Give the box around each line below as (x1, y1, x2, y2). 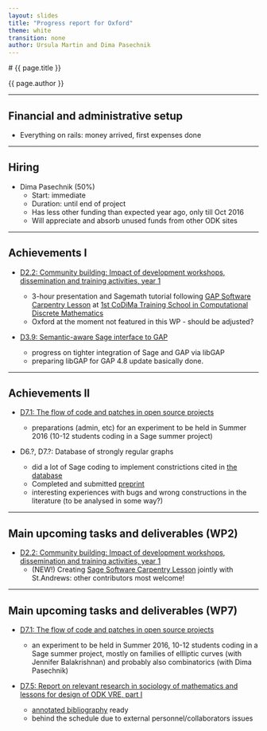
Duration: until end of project (31, 198, 126, 208)
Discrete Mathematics (31, 308, 104, 318)
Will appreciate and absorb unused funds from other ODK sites (31, 216, 238, 225)
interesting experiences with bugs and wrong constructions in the (31, 487, 247, 498)
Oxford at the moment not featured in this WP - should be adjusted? (31, 316, 254, 326)
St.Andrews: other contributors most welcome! (31, 573, 185, 583)
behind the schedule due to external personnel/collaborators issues (31, 713, 253, 723)
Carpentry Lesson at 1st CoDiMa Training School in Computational (31, 299, 249, 309)
